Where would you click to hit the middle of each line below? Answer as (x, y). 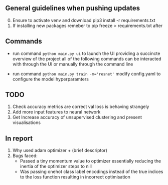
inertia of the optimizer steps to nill (56, 166)
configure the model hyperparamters (51, 79)
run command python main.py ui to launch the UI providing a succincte (86, 53)
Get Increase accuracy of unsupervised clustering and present (77, 117)
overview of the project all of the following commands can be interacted (87, 58)
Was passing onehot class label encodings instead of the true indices (92, 171)
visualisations (27, 122)
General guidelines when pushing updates (73, 8)
